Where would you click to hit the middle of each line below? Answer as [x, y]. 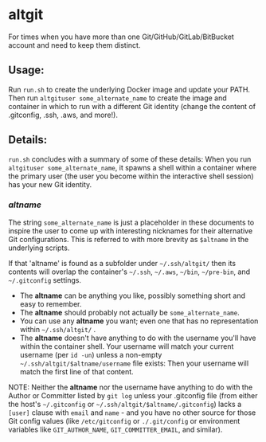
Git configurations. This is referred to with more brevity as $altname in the [129, 239]
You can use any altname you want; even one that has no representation [139, 321]
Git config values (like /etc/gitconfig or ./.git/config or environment [124, 420]
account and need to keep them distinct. [74, 45]
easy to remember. [51, 303]
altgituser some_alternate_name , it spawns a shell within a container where [133, 167]
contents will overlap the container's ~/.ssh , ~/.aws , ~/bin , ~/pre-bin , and [129, 272]
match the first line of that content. [76, 371]
